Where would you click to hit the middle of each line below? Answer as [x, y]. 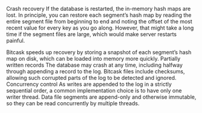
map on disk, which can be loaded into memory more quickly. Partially [93, 59]
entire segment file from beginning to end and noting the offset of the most [99, 21]
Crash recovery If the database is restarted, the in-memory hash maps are [99, 9]
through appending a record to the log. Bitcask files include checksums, [96, 71]
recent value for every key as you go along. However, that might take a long [100, 28]
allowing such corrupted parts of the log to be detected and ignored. [91, 78]
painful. [16, 41]
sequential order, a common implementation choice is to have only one [94, 90]
